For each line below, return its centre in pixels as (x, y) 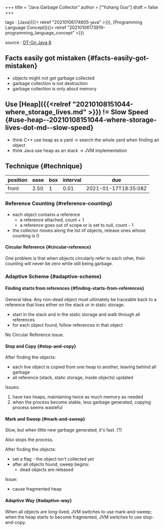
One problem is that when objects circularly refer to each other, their (75, 258)
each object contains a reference (46, 214)
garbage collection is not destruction (50, 83)
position (18, 180)
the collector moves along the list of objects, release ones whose (79, 230)
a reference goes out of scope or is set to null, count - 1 (77, 225)
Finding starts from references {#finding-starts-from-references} (75, 288)
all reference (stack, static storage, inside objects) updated (73, 378)
